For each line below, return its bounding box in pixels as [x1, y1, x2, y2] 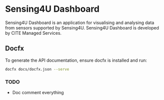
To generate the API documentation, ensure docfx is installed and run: [5, 57, 147, 63]
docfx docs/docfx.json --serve [5, 67, 69, 72]
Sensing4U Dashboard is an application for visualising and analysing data [5, 20, 154, 25]
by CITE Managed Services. [5, 30, 62, 36]
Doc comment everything [12, 89, 64, 95]
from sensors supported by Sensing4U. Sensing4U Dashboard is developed [5, 25, 159, 30]
